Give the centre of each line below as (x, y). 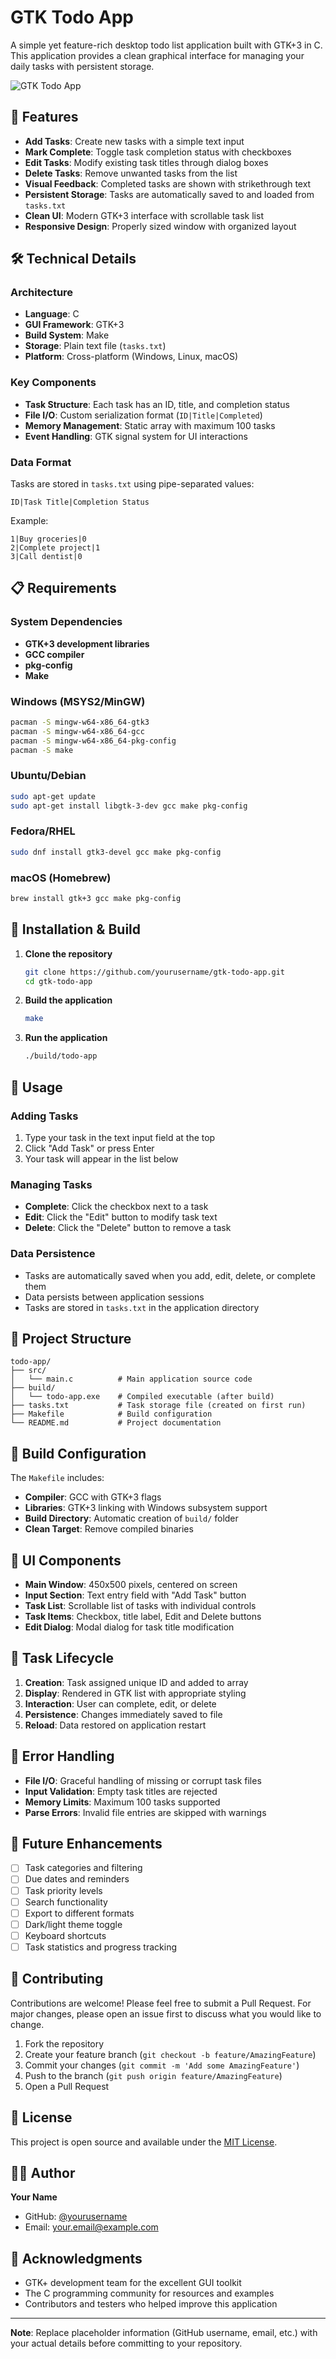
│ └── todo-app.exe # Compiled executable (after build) (142, 1397)
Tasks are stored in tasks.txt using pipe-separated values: (132, 484)
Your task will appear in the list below (101, 1158)
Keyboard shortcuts (65, 1935)
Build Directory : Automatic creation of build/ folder (131, 1518)
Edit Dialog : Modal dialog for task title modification (129, 1627)
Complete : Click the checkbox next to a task (116, 1207)
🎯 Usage (36, 1087)
